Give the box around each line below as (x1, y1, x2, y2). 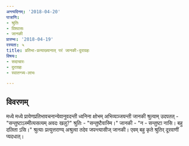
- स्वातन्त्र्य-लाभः (6, 70, 35, 76)
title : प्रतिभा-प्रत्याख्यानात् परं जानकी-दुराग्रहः (6, 48, 90, 54)
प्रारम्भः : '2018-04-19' (6, 36, 54, 42)
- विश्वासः (6, 25, 24, 32)
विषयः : (6, 53, 18, 59)
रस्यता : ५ (6, 42, 25, 48)
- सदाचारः (6, 58, 25, 64)
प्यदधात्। (6, 133, 25, 140)
